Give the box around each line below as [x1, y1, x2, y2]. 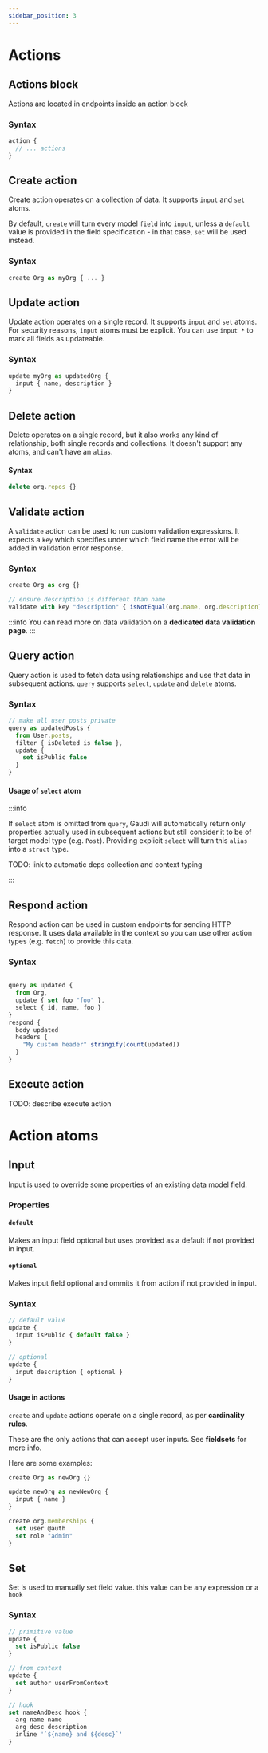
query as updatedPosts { [8, 723, 91, 732]
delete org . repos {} [8, 483, 77, 491]
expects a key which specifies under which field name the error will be [8, 534, 239, 544]
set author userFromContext [15, 1679, 109, 1687]
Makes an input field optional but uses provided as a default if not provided [8, 1235, 255, 1245]
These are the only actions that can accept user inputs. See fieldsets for [8, 1434, 247, 1444]
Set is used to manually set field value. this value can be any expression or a [8, 1582, 259, 1592]
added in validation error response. [8, 543, 124, 553]
